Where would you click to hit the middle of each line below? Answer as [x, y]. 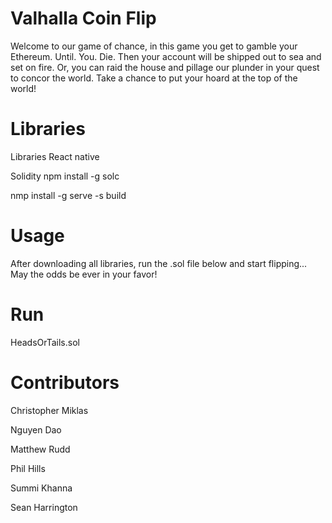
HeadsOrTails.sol [45, 342]
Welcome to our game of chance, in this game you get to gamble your [154, 46]
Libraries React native [55, 156]
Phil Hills [28, 468]
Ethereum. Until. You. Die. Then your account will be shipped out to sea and [166, 56]
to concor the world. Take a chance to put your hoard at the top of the [154, 78]
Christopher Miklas [49, 410]
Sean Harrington [44, 507]
